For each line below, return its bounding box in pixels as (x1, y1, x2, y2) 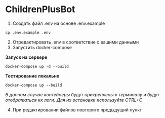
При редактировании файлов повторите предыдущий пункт (12, 106, 142, 112)
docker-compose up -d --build (5, 64, 69, 69)
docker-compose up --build (5, 83, 62, 88)
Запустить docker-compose (12, 44, 72, 50)
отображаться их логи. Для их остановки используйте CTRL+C (5, 97, 143, 103)
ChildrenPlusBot (5, 4, 75, 15)
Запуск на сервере (5, 54, 48, 60)
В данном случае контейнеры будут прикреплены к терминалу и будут (5, 91, 160, 97)
